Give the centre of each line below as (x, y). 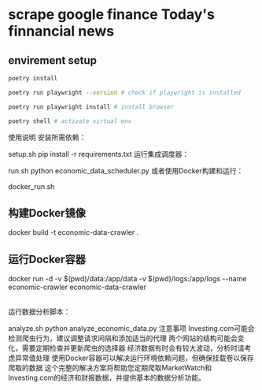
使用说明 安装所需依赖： (47, 137)
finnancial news (61, 31)
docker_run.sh (31, 186)
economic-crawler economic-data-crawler (77, 287)
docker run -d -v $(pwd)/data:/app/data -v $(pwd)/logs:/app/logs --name (127, 279)
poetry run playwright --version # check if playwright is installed (125, 92)
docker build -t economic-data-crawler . (74, 232)
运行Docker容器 (47, 259)
